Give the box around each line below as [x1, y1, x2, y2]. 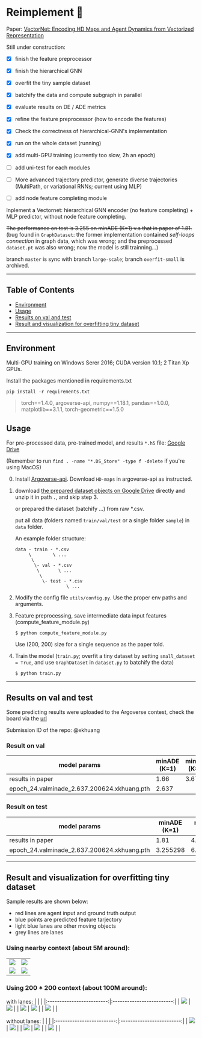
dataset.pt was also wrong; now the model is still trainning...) [6, 243, 159, 251]
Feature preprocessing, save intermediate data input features [14, 612, 167, 619]
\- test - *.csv [41, 578, 83, 584]
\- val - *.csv [34, 563, 72, 569]
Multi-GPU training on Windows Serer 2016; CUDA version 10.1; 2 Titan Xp [6, 359, 189, 366]
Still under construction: [6, 43, 66, 51]
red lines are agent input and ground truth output [14, 910, 136, 917]
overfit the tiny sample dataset [14, 80, 91, 87]
